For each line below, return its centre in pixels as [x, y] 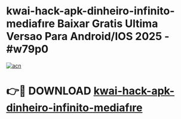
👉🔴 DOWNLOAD [49, 91]
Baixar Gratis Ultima [108, 24]
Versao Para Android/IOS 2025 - [88, 36]
